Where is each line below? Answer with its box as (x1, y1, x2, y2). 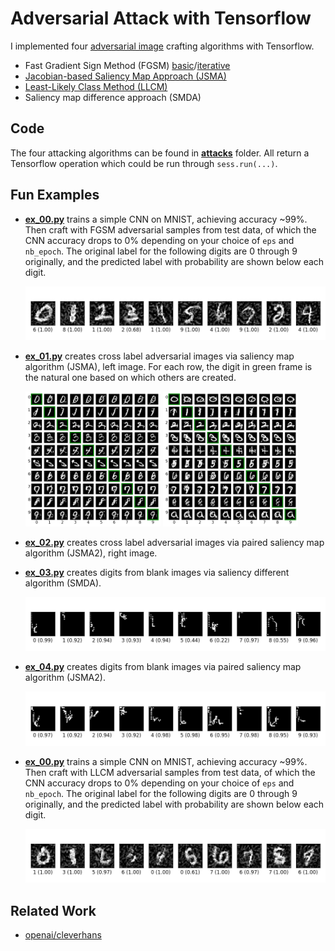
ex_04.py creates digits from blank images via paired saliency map (24, 661, 302, 673)
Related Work (10, 902, 97, 919)
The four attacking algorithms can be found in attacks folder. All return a (10, 147, 310, 159)
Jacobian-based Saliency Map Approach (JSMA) (24, 70, 227, 82)
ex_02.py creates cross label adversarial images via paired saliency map (24, 537, 325, 549)
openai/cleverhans (24, 929, 102, 941)
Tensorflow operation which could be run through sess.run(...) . (10, 157, 278, 169)
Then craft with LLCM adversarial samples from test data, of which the (24, 766, 316, 778)
